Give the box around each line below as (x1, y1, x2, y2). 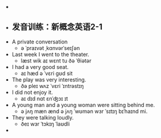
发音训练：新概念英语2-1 (11, 22, 103, 32)
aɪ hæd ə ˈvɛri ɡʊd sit (20, 70, 73, 77)
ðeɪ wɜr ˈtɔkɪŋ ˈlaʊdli (20, 120, 70, 127)
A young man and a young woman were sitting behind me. (11, 101, 155, 108)
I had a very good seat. (11, 63, 69, 70)
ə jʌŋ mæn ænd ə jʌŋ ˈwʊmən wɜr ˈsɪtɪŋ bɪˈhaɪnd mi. (20, 108, 148, 115)
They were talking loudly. (11, 114, 74, 121)
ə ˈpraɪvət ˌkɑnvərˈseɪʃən (20, 44, 80, 51)
